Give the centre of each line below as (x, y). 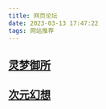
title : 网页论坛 (33, 16)
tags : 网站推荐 (31, 30)
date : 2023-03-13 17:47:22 (53, 23)
